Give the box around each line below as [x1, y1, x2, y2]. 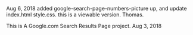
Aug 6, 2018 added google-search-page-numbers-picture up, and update [6, 5, 187, 12]
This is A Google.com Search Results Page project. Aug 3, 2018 [6, 23, 162, 29]
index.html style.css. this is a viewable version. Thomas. [6, 11, 144, 18]
